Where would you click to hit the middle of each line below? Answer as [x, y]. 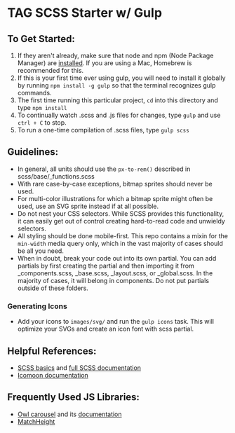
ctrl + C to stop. [42, 123]
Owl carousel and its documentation [69, 414]
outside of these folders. [53, 288]
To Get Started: [41, 39]
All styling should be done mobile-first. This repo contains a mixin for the [122, 235]
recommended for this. [51, 70]
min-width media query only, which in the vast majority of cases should [120, 243]
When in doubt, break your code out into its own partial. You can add [117, 258]
